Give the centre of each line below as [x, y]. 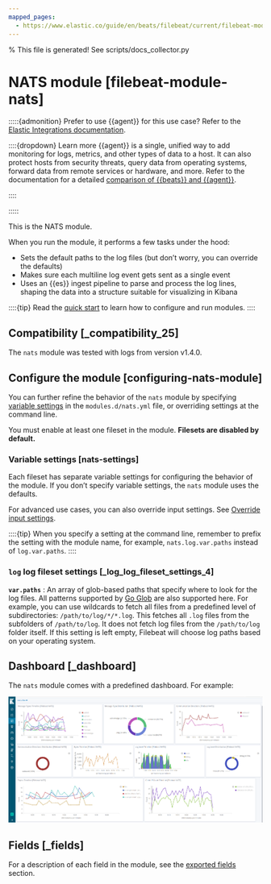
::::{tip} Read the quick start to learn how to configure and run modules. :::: [132, 308]
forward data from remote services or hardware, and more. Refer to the [127, 171]
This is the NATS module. [50, 226]
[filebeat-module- [166, 82]
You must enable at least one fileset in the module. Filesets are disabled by [134, 430]
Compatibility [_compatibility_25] [94, 333]
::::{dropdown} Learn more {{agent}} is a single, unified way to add [119, 146]
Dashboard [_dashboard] [73, 666]
